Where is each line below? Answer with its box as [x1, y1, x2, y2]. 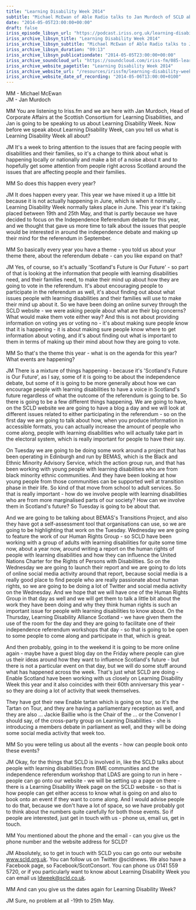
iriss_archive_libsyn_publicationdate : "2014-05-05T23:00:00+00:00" [6, 52, 176, 58]
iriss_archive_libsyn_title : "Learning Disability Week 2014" [6, 36, 160, 42]
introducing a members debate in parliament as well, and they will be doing [6, 723, 187, 730]
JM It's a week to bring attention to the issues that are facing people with [6, 144, 182, 151]
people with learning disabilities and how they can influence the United [6, 551, 177, 559]
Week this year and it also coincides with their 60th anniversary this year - [6, 681, 185, 688]
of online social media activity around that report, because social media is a [6, 570, 188, 577]
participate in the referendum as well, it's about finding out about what [6, 289, 175, 296]
